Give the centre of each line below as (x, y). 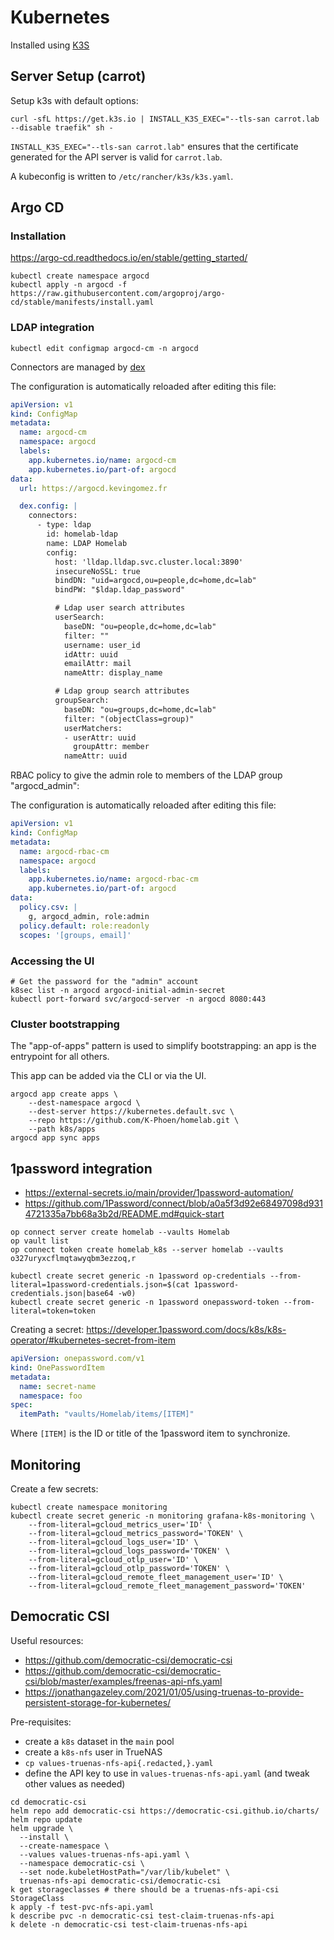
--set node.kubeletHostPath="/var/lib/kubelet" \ (124, 1872)
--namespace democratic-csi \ (82, 1863)
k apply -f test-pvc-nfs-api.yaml (82, 1907)
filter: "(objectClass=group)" (129, 719)
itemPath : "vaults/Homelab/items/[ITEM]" (107, 1414)
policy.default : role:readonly (84, 926)
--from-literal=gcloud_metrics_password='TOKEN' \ (136, 1533)
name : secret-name (58, 1386)
